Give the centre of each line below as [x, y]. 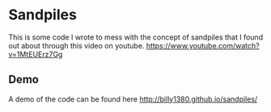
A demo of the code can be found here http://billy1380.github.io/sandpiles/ [133, 99]
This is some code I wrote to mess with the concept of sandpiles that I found [136, 37]
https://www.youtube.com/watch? [203, 45]
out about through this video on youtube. [76, 45]
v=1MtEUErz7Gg [36, 54]
